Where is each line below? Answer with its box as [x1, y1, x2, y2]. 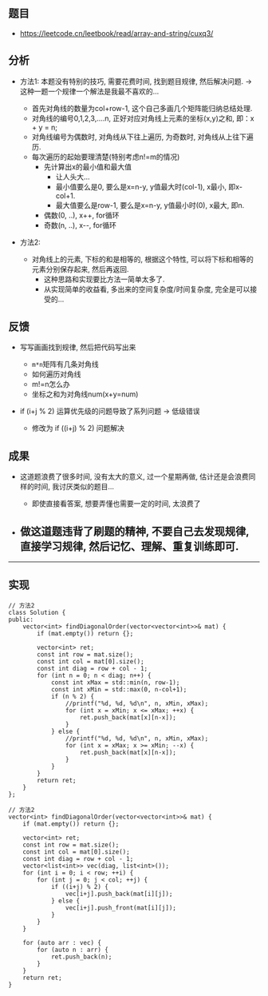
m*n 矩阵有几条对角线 [31, 360, 100, 369]
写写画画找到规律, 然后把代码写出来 [19, 342, 136, 353]
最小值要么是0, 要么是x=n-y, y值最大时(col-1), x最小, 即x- [55, 181, 243, 191]
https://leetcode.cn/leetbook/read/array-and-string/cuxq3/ [19, 28, 214, 38]
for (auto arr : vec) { [22, 938, 102, 946]
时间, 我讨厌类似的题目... [33, 482, 114, 492]
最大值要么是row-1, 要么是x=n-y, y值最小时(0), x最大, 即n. [55, 200, 245, 209]
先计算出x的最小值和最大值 [43, 161, 132, 171]
